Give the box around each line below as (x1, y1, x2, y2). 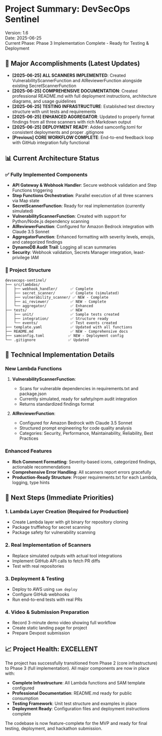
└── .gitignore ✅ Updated (5, 337, 89, 342)
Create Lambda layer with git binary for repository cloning (12, 519, 128, 525)
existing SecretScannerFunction (12, 83, 76, 89)
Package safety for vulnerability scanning (12, 529, 96, 536)
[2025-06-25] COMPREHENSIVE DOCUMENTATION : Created (12, 88, 138, 93)
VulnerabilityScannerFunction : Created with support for (12, 213, 126, 219)
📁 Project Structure (5, 267, 51, 273)
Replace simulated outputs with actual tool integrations (12, 553, 123, 558)
